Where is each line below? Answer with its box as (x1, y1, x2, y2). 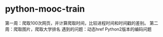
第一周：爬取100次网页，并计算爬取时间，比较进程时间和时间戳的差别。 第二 (5, 20, 159, 26)
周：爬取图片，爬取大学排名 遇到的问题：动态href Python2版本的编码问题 (5, 26, 152, 32)
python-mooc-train (5, 3, 85, 15)
